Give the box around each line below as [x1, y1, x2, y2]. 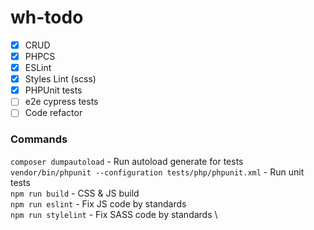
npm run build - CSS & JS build [10, 187, 140, 199]
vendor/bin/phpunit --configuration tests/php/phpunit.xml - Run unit [10, 166, 305, 178]
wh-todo [10, 6, 84, 29]
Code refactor [24, 107, 83, 119]
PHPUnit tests [24, 84, 83, 96]
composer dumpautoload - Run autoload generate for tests [10, 155, 244, 167]
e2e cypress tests [24, 96, 99, 108]
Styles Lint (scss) [24, 73, 97, 85]
